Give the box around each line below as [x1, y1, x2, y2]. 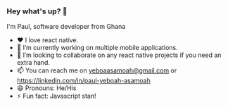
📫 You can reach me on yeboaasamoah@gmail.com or [16, 66, 177, 75]
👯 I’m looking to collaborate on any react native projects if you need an [16, 51, 222, 59]
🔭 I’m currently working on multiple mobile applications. [16, 44, 179, 52]
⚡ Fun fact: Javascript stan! [16, 92, 96, 101]
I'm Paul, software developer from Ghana [6, 23, 126, 31]
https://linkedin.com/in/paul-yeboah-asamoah [16, 77, 151, 85]
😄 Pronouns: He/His [16, 84, 77, 92]
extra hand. [16, 58, 51, 67]
